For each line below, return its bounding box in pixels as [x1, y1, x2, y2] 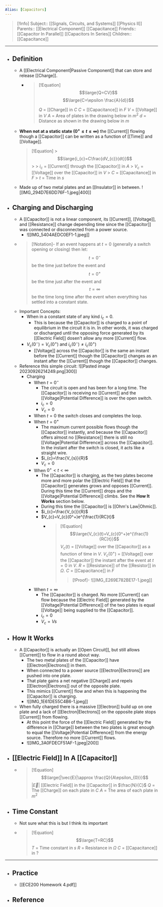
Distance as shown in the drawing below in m [38, 118, 130, 124]
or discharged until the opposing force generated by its [33, 330, 144, 336]
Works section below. [41, 499, 85, 504]
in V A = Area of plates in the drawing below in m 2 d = [38, 112, 147, 119]
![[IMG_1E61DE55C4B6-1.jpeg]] [26, 698, 88, 704]
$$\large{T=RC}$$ [76, 837, 114, 843]
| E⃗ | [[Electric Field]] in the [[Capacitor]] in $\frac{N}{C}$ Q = [31, 782, 155, 788]
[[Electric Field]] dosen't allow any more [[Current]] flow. [33, 335, 147, 341]
